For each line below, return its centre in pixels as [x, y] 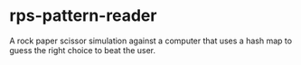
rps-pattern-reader [83, 16]
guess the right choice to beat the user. [83, 50]
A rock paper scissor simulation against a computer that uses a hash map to [150, 41]
